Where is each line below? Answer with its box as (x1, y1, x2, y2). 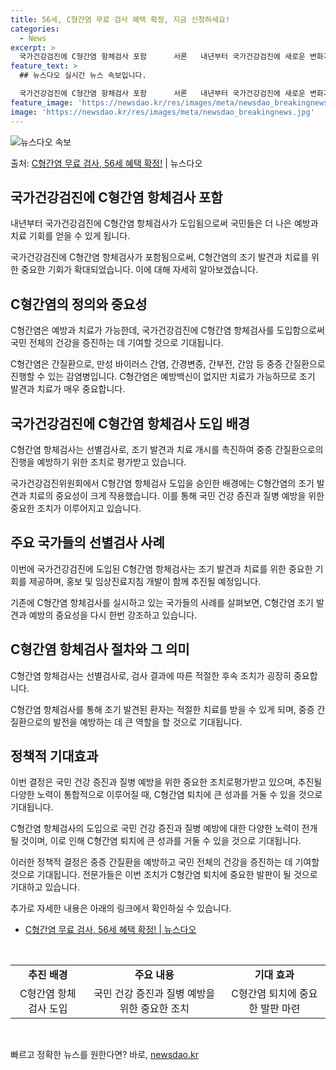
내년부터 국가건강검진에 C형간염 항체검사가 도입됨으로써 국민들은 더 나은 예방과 (10, 217, 319, 230)
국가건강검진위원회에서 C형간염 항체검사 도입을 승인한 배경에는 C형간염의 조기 (10, 477, 315, 489)
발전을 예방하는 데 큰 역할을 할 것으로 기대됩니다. (53, 716, 243, 728)
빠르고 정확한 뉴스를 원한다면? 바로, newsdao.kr (10, 1049, 199, 1061)
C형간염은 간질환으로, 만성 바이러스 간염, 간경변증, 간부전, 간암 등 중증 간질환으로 (10, 358, 326, 370)
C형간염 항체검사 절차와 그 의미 (10, 641, 190, 658)
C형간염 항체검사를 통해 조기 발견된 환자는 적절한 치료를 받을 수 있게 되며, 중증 (10, 703, 315, 715)
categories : (10, 24, 60, 34)
